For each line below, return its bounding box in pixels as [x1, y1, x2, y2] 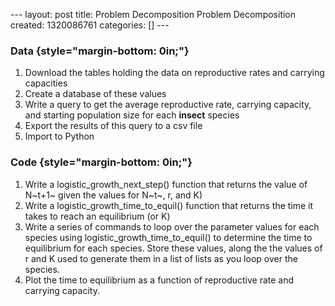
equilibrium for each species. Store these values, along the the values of [24, 242, 323, 254]
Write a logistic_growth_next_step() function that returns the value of [24, 178, 308, 190]
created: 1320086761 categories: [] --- [10, 19, 170, 31]
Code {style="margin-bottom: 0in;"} [10, 155, 193, 169]
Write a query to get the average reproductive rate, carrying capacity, [24, 99, 312, 111]
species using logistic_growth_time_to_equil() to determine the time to [24, 231, 313, 243]
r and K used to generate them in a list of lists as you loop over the [24, 252, 298, 264]
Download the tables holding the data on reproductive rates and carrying [24, 67, 325, 79]
